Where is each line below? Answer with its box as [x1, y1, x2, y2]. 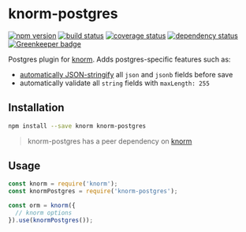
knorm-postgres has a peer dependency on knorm [27, 136, 192, 146]
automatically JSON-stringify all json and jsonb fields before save [19, 69, 233, 79]
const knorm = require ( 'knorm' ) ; [8, 180, 118, 188]
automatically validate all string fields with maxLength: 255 [19, 78, 211, 88]
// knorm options [15, 209, 73, 217]
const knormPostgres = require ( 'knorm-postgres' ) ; [8, 187, 178, 196]
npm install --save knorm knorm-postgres [8, 122, 147, 130]
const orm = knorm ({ [8, 202, 76, 210]
